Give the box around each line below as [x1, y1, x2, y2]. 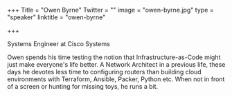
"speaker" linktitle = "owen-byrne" [7, 13, 106, 21]
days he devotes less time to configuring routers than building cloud [7, 68, 202, 76]
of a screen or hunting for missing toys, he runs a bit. [7, 83, 159, 90]
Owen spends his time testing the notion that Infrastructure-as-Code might [7, 53, 221, 61]
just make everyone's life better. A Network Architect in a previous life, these [7, 61, 226, 68]
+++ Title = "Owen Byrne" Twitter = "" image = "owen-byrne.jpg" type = [7, 6, 214, 14]
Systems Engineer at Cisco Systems [7, 40, 111, 47]
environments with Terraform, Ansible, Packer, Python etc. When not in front [7, 75, 225, 83]
